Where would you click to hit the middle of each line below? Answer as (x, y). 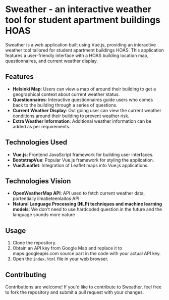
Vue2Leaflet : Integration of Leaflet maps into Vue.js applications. (80, 165)
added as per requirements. (41, 126)
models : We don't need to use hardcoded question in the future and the (87, 209)
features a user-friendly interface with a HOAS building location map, (77, 55)
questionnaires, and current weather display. (52, 61)
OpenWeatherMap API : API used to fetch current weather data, (79, 193)
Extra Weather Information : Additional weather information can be (82, 121)
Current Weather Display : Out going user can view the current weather (87, 110)
